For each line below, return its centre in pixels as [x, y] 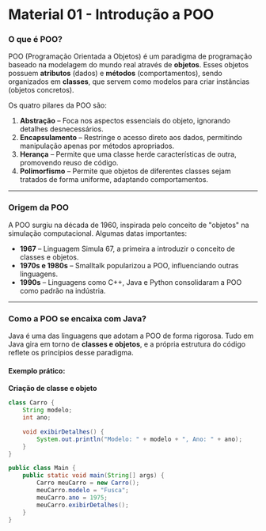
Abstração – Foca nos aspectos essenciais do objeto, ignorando [125, 121]
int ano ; [37, 418]
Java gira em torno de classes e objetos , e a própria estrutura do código [127, 344]
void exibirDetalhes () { [63, 432]
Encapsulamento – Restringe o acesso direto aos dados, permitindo [131, 138]
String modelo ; [47, 410]
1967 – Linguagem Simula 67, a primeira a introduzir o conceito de [127, 248]
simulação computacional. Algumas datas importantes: [98, 233]
